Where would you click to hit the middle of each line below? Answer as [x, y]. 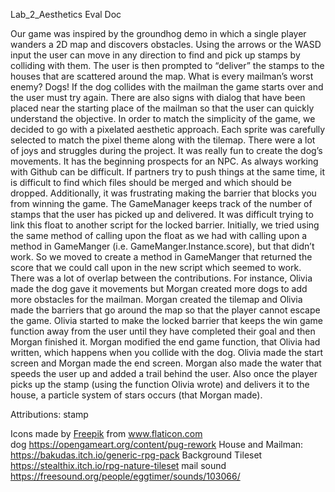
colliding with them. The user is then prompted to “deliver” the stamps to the [167, 65]
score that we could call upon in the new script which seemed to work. [156, 267]
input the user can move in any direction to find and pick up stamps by [155, 55]
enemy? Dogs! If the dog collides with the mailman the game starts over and [167, 87]
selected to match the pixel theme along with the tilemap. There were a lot [163, 140]
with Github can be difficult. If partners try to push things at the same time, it [167, 172]
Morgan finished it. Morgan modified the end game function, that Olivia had [165, 342]
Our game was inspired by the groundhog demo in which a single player [158, 33]
